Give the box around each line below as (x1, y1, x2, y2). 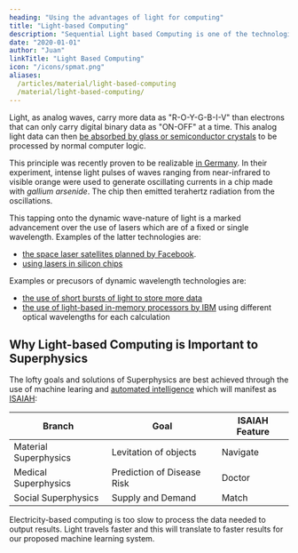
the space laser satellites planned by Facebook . (21, 248, 197, 259)
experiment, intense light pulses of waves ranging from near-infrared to (9, 166, 271, 178)
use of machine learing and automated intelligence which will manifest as (9, 384, 277, 395)
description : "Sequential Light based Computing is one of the (9, 29, 248, 38)
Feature (236, 426, 271, 438)
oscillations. (9, 195, 53, 205)
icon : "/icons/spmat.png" (9, 63, 105, 72)
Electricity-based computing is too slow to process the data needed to (9, 515, 266, 525)
